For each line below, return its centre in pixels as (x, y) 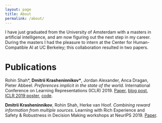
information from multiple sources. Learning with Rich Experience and (75, 110)
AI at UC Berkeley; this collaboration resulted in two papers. (89, 48)
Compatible (16, 48)
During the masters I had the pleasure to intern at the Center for (69, 42)
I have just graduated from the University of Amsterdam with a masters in (78, 32)
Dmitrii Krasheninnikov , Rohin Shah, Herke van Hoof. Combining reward (78, 105)
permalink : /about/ (25, 18)
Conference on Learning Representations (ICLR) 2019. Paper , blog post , (77, 91)
